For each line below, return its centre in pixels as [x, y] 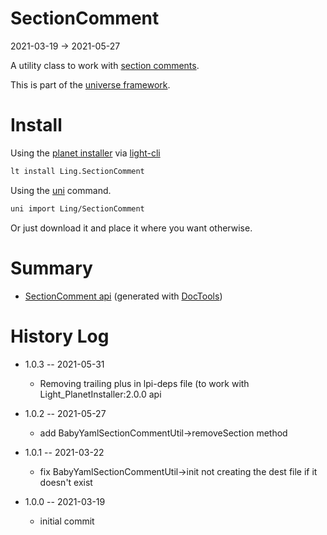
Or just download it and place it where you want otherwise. [131, 228]
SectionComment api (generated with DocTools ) [123, 296]
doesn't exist [66, 482]
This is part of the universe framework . [90, 84]
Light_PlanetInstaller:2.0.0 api [100, 394]
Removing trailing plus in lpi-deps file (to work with [144, 383]
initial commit [67, 521]
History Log [60, 336]
